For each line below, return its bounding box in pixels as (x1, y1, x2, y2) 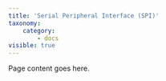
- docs (37, 34, 59, 43)
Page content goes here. (8, 63, 90, 73)
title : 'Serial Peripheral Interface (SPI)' (8, 11, 160, 20)
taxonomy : (8, 19, 42, 27)
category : (22, 26, 56, 34)
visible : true (8, 42, 56, 50)
